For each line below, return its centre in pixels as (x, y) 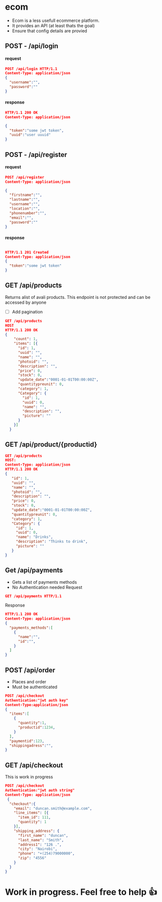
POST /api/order (30, 670)
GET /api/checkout (34, 765)
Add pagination (27, 312)
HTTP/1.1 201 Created (27, 252)
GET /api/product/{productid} (51, 444)
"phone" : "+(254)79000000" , (46, 854)
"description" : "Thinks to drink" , (52, 542)
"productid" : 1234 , (36, 728)
